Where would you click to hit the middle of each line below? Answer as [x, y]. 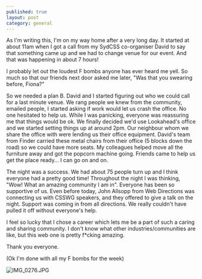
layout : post [23, 18]
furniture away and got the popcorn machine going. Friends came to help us [101, 154]
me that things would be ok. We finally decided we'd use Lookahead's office [101, 122]
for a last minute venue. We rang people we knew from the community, [94, 102]
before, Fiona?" [25, 84]
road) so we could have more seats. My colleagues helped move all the [95, 147]
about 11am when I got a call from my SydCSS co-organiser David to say [96, 47]
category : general [29, 23]
